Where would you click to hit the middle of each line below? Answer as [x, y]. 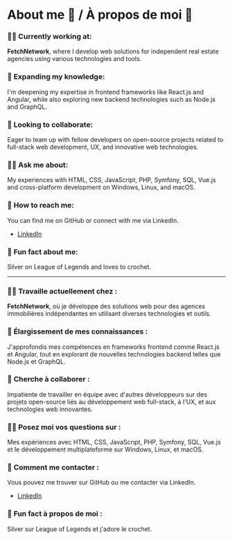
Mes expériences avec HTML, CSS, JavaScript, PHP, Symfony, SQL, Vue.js [114, 442]
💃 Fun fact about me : [43, 251]
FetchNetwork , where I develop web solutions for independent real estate [113, 51]
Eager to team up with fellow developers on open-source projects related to [115, 140]
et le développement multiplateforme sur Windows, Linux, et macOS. [105, 449]
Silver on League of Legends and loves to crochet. [79, 267]
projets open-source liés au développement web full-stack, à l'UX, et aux [112, 402]
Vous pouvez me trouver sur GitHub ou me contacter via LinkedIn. [102, 483]
